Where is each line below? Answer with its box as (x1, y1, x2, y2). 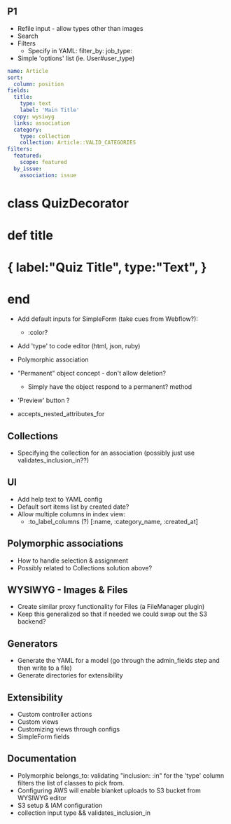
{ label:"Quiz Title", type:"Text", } (7, 259, 207, 275)
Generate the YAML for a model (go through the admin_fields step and (17, 657, 220, 665)
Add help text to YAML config (17, 495, 103, 503)
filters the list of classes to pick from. (17, 778, 125, 787)
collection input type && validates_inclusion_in (17, 809, 151, 817)
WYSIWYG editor (17, 793, 67, 802)
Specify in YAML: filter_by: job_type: (27, 46, 133, 55)
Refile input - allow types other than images (17, 24, 143, 32)
